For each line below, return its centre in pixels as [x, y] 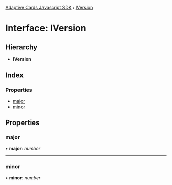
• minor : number [23, 178]
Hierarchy [21, 47]
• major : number [23, 149]
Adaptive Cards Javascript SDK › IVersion [49, 7]
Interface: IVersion [46, 28]
